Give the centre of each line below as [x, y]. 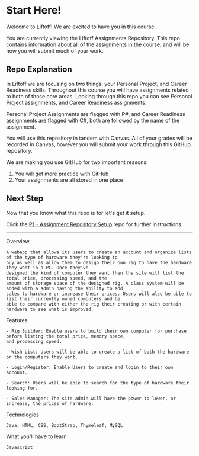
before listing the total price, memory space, [66, 336]
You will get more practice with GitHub [62, 174]
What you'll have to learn [36, 436]
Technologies [23, 415]
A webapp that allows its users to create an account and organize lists [99, 252]
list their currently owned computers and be [63, 299]
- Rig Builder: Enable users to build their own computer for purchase [96, 331]
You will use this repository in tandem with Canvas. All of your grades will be [99, 138]
